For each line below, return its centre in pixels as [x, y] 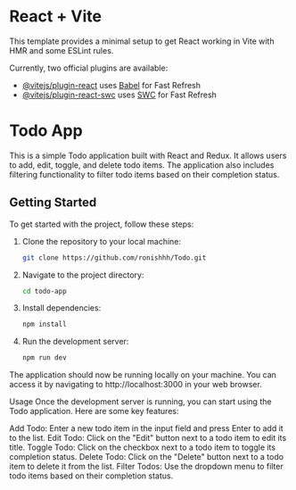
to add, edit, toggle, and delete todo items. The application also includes [142, 165]
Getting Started [53, 203]
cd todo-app [44, 291]
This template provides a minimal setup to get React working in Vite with [142, 41]
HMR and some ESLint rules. [62, 50]
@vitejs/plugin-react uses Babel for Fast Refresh [111, 85]
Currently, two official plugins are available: [89, 68]
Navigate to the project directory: [83, 275]
